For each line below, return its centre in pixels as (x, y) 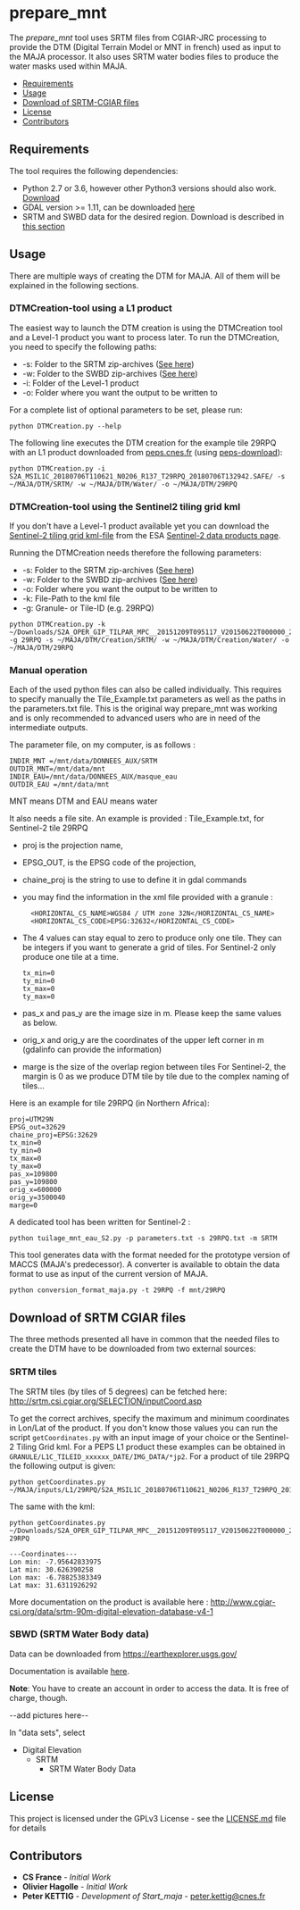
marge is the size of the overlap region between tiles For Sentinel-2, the (154, 1067)
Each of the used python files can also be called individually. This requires (146, 689)
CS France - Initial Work (67, 1877)
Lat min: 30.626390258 (51, 1570)
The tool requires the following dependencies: (94, 171)
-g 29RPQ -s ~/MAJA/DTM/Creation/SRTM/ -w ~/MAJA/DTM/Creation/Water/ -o (150, 640)
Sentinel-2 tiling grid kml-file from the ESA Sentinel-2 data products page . (145, 536)
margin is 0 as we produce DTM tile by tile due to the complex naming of (156, 1076)
